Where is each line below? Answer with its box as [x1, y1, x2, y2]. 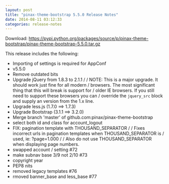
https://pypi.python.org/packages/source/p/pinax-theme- [28, 35, 149, 42]
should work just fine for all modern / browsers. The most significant [12, 82, 155, 88]
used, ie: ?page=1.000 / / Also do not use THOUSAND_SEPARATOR [12, 136, 152, 142]
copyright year [12, 158, 43, 164]
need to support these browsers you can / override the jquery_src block [12, 93, 163, 99]
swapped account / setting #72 [12, 146, 78, 153]
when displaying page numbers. [12, 141, 80, 148]
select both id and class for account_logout [12, 120, 102, 126]
